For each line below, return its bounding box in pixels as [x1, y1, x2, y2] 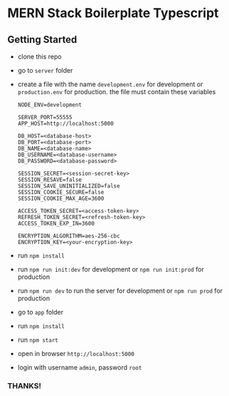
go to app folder [17, 308, 64, 316]
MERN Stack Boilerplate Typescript [7, 5, 219, 21]
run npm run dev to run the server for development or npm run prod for [17, 287, 223, 295]
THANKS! [7, 380, 41, 390]
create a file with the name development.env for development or [17, 80, 203, 88]
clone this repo [17, 52, 62, 61]
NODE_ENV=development [17, 101, 82, 108]
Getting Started [7, 34, 78, 46]
